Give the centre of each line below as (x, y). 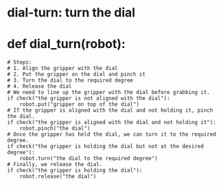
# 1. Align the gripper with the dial (62, 69)
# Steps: (20, 62)
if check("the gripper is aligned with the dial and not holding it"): (111, 123)
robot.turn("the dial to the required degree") (89, 159)
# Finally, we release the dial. (55, 165)
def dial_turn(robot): (66, 44)
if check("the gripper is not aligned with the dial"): (89, 98)
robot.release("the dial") (58, 176)
